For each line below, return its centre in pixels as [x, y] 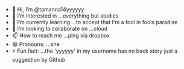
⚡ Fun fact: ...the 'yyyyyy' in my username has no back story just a [95, 51]
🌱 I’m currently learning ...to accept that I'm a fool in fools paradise [95, 22]
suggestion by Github [39, 60]
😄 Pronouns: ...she [36, 44]
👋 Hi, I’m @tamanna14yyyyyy [48, 9]
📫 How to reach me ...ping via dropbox [61, 35]
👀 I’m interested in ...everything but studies [65, 16]
